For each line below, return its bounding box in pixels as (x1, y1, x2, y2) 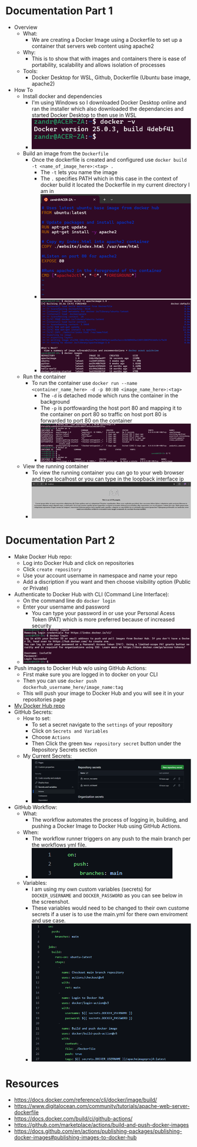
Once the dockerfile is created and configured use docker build (31, 156, 187, 163)
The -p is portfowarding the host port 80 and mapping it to (40, 404, 182, 411)
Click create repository (22, 566, 82, 573)
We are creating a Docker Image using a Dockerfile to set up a (31, 36, 182, 43)
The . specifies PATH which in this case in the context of (40, 175, 178, 182)
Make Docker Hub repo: (14, 553, 72, 560)
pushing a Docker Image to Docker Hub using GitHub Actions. (31, 822, 182, 829)
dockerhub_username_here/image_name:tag (22, 685, 123, 691)
